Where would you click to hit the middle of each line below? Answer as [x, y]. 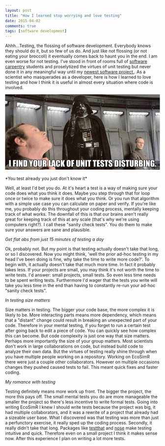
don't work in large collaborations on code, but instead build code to [74, 346]
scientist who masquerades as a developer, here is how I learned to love [78, 77]
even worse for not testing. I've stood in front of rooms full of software [76, 61]
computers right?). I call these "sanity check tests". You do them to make [79, 225]
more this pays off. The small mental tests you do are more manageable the [82, 397]
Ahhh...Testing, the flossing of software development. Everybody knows [78, 46]
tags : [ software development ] [36, 31]
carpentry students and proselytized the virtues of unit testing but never [78, 67]
